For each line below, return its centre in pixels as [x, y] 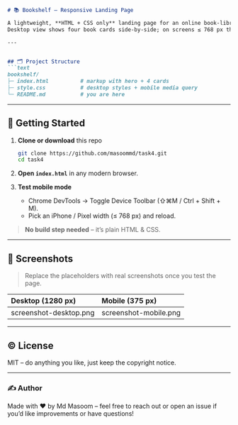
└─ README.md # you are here [66, 94]
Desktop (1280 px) [44, 301]
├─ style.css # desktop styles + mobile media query [103, 88]
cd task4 [30, 160]
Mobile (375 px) [129, 301]
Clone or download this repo [60, 140]
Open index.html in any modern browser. [78, 173]
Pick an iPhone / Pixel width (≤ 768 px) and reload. [102, 216]
